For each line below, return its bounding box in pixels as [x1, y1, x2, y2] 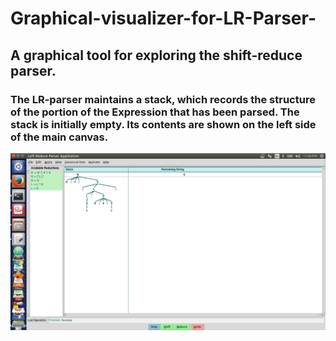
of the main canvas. [10, 130, 109, 144]
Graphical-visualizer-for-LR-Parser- [10, 7, 317, 30]
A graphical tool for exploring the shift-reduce [10, 47, 303, 64]
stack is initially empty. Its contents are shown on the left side [10, 117, 317, 131]
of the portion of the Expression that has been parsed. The [10, 105, 300, 119]
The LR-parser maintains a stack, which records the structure [10, 92, 316, 106]
